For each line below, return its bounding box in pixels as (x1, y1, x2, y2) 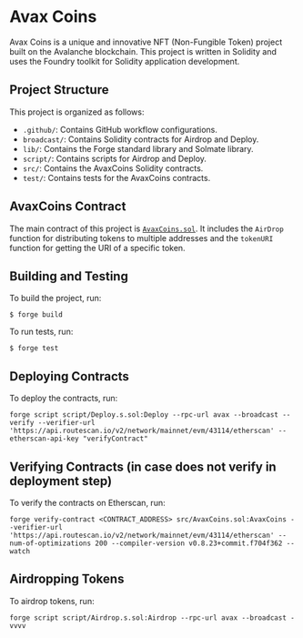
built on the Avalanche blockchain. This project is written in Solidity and (9, 46, 278, 56)
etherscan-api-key (9, 434, 79, 443)
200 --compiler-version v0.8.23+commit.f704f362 (95, 539, 283, 548)
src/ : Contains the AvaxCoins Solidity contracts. (22, 162, 204, 174)
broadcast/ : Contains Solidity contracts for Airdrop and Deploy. (22, 134, 259, 145)
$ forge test (9, 344, 59, 353)
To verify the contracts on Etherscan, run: (9, 498, 166, 508)
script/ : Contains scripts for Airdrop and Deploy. (22, 153, 207, 164)
